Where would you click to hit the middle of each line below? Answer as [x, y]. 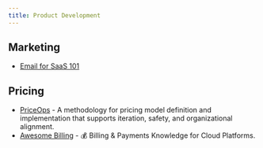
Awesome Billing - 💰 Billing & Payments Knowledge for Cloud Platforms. [137, 135]
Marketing [34, 48]
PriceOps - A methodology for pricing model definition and [116, 110]
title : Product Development [55, 15]
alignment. [37, 127]
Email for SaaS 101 [50, 66]
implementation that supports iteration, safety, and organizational [126, 118]
